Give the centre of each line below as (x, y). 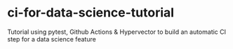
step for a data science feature (52, 39)
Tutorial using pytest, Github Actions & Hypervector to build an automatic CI (117, 32)
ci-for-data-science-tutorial (91, 13)
